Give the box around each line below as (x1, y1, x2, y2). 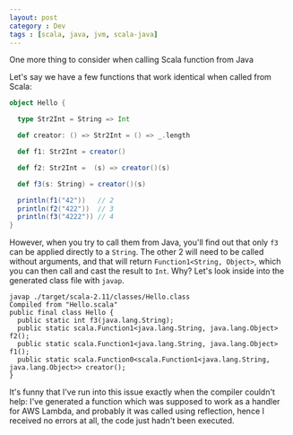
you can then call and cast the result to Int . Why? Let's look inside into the (9, 265, 285, 276)
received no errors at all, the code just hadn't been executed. (9, 415, 235, 426)
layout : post (9, 13, 58, 22)
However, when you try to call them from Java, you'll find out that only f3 (9, 237, 279, 248)
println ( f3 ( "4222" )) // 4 (17, 213, 115, 222)
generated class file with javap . (9, 275, 125, 286)
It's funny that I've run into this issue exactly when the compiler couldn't (9, 387, 276, 397)
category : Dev (9, 22, 66, 30)
